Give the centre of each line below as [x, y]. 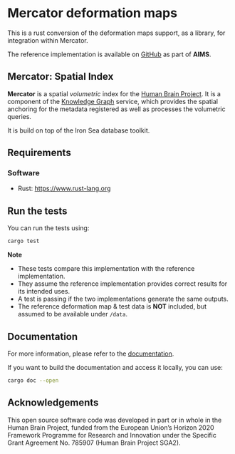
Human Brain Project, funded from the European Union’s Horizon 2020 [111, 427]
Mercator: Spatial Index [61, 77]
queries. [20, 116]
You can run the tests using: [48, 228]
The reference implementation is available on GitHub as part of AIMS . [109, 54]
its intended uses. [43, 292]
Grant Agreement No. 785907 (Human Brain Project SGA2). [94, 443]
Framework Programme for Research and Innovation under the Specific [112, 435]
